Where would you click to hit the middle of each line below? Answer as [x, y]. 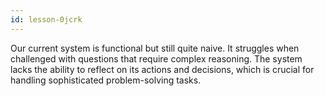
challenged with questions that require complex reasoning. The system [156, 58]
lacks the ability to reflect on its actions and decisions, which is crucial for [162, 69]
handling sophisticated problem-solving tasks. [106, 80]
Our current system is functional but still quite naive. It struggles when [155, 48]
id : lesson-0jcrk [46, 19]
